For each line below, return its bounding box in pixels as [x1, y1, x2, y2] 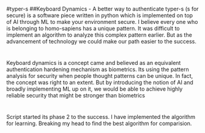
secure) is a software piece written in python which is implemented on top [6, 12, 193, 19]
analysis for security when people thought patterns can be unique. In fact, [6, 72, 193, 80]
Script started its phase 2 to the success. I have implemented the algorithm [6, 113, 196, 121]
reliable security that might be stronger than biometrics [6, 92, 146, 99]
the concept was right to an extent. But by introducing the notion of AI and [6, 79, 194, 86]
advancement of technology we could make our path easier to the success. [6, 38, 197, 45]
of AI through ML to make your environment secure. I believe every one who [6, 18, 198, 25]
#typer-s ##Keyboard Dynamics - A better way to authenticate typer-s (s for [6, 6, 199, 12]
